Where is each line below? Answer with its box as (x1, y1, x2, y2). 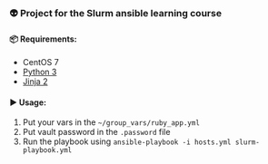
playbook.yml (22, 146, 73, 155)
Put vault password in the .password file (22, 127, 171, 138)
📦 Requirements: (9, 34, 77, 44)
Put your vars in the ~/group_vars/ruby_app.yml (22, 117, 200, 128)
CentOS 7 (22, 57, 59, 68)
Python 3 (22, 66, 57, 78)
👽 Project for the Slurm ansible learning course (9, 6, 223, 19)
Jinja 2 (22, 76, 48, 87)
